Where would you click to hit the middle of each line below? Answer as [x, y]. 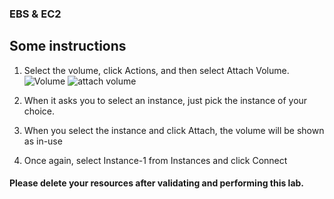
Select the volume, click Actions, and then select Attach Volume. [156, 70]
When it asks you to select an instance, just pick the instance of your [165, 100]
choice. [39, 111]
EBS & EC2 [35, 14]
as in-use [43, 141]
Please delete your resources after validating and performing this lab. [157, 183]
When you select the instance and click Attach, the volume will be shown [174, 130]
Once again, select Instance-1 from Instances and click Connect [155, 160]
